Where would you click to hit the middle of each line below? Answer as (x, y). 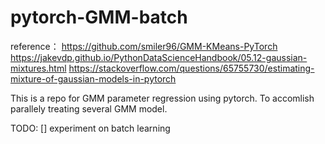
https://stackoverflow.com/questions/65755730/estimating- (191, 68)
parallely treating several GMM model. (89, 108)
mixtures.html (38, 68)
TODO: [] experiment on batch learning (90, 128)
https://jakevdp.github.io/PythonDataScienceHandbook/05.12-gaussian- (159, 57)
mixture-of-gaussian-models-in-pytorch (93, 78)
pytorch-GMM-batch (99, 17)
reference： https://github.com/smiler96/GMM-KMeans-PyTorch (144, 46)
